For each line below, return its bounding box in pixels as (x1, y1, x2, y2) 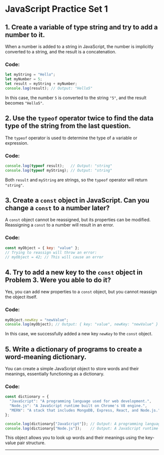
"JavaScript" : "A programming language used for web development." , (9, 399, 152, 404)
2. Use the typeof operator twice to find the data (5, 114, 154, 123)
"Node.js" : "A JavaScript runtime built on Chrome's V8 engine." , (9, 404, 147, 408)
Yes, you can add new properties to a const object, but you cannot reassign (5, 289, 157, 295)
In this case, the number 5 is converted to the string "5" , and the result (5, 95, 146, 101)
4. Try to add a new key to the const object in (5, 268, 143, 277)
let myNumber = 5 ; (5, 77, 42, 82)
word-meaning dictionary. (5, 353, 87, 361)
